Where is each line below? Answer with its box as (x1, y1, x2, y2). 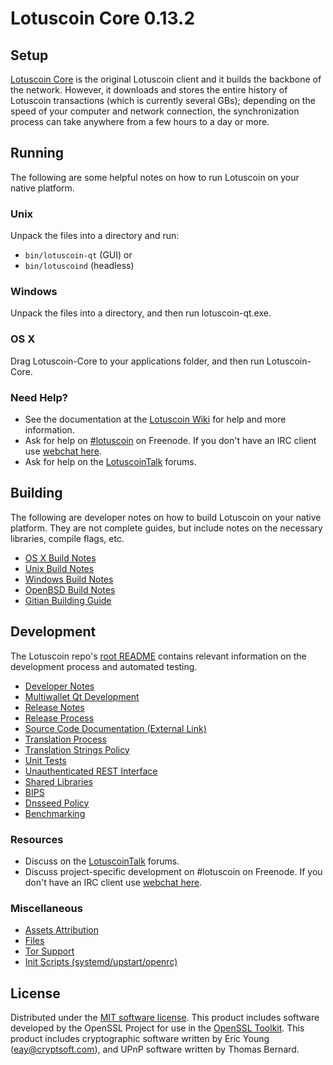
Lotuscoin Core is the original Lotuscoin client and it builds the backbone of (10, 73, 322, 85)
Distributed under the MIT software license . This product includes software (10, 1012, 320, 1024)
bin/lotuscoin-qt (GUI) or (24, 249, 133, 261)
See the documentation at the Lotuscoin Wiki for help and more (24, 413, 287, 425)
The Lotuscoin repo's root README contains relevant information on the (10, 650, 307, 662)
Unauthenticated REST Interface (24, 765, 158, 777)
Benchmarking (24, 807, 86, 819)
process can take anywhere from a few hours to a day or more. (10, 116, 270, 127)
